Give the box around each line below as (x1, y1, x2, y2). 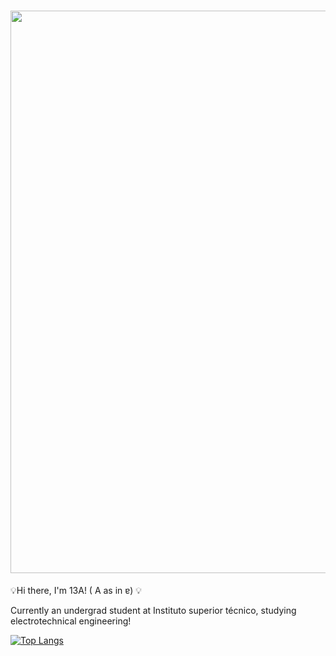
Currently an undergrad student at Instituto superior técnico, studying (10, 604, 297, 616)
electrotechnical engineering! (10, 615, 132, 627)
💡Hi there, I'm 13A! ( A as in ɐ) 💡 (10, 584, 142, 596)
